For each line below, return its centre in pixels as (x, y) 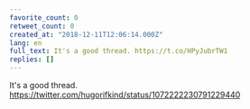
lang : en (26, 43)
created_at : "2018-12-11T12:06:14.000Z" (87, 34)
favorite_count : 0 (44, 18)
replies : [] (32, 59)
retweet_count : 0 (42, 26)
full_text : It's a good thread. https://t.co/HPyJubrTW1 (119, 51)
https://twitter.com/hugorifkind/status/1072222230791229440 (125, 95)
